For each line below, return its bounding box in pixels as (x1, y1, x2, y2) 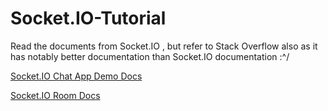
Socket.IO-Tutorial (10, 7, 167, 30)
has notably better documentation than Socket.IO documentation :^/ (10, 50, 290, 62)
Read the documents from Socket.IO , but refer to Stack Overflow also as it (10, 40, 318, 52)
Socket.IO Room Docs (10, 89, 101, 101)
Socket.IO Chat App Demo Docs (10, 70, 143, 82)
